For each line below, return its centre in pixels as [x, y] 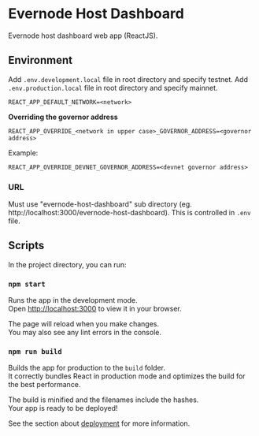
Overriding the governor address [63, 117]
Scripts [26, 246]
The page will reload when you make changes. [84, 324]
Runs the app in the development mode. [73, 300]
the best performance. [44, 385]
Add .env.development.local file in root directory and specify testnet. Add [128, 79]
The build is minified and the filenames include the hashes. [104, 400]
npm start [27, 284]
